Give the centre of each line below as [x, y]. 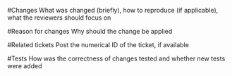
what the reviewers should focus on [59, 18]
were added [25, 66]
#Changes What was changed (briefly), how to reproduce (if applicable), [113, 10]
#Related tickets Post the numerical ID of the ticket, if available [98, 45]
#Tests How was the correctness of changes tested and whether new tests [116, 58]
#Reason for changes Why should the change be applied [90, 31]
